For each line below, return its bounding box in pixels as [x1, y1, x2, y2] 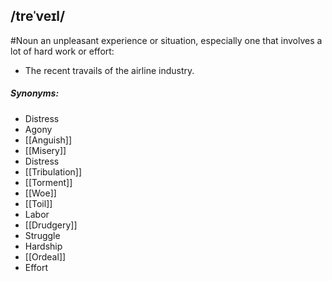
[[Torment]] [24, 176, 73, 188]
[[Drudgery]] [24, 219, 78, 231]
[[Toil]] [24, 197, 53, 209]
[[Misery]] [24, 144, 67, 156]
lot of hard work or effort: [10, 45, 115, 57]
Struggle [24, 229, 61, 241]
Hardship [24, 240, 63, 252]
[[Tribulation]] [24, 165, 83, 178]
